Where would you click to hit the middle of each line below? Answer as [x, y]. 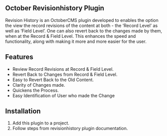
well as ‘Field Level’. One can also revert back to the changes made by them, [84, 31]
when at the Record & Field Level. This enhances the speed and [71, 36]
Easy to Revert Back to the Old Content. [53, 80]
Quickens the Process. [35, 90]
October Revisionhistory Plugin [55, 8]
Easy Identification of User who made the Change [64, 95]
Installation [23, 111]
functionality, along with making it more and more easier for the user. [76, 41]
